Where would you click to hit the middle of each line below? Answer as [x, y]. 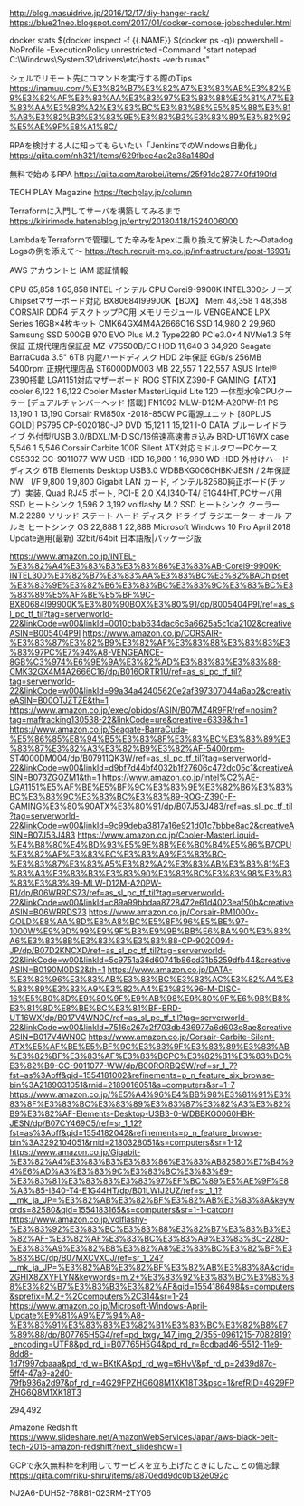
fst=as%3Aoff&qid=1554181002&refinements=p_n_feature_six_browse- [142, 1075]
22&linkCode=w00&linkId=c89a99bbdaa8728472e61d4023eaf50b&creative [152, 902]
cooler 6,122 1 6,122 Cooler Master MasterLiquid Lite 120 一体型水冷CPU [143, 391]
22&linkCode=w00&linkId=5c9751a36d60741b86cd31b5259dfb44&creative [150, 960]
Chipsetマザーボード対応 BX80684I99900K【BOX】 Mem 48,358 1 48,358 [148, 301]
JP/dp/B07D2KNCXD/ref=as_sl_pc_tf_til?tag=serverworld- [118, 950]
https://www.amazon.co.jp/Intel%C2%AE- [181, 777]
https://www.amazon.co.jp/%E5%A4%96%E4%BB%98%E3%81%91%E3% [151, 1094]
